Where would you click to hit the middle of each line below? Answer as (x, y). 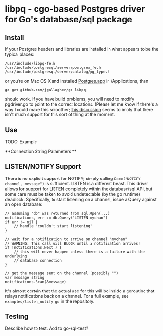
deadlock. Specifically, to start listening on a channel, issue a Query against (81, 199)
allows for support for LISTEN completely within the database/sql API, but (79, 189)
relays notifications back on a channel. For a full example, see (67, 296)
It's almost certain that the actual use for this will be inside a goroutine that (80, 291)
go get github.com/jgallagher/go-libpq (45, 90)
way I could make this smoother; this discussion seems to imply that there (79, 109)
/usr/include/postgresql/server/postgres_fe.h (53, 67)
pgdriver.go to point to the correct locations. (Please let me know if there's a (81, 104)
